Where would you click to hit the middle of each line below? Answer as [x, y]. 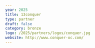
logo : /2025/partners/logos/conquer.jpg [48, 33]
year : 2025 [16, 10]
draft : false [19, 24]
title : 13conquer [23, 14]
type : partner [20, 19]
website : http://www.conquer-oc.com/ [44, 38]
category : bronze [23, 28]
